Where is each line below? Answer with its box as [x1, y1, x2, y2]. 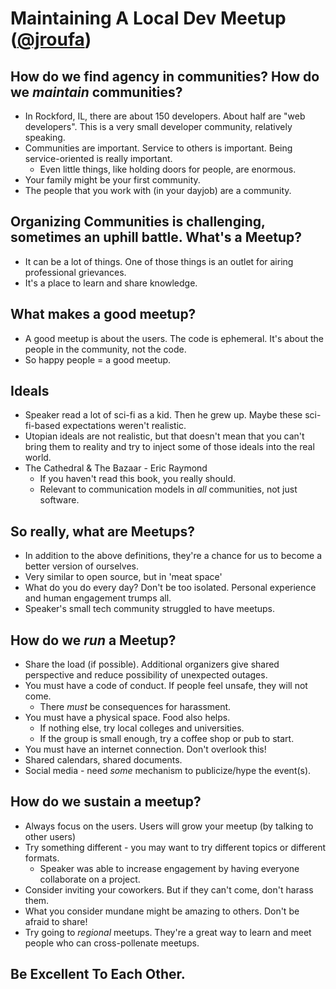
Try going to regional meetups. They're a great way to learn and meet [24, 926, 312, 938]
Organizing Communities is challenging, [10, 213, 266, 231]
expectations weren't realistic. [62, 420, 187, 432]
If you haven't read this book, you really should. [39, 473, 237, 485]
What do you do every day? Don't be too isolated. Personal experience [24, 582, 317, 594]
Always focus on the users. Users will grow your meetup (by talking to [24, 820, 314, 832]
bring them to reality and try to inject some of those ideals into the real [24, 441, 315, 453]
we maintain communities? [10, 83, 183, 101]
